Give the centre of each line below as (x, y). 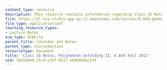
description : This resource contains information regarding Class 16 (79, 14)
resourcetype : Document (30, 51)
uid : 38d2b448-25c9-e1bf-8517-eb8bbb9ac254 (51, 60)
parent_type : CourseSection (34, 46)
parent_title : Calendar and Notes (41, 42)
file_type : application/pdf (34, 23)
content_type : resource (30, 10)
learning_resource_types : (32, 28)
